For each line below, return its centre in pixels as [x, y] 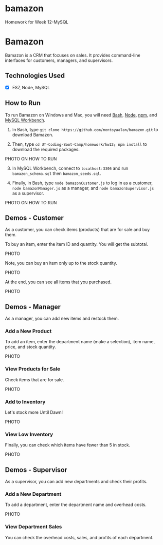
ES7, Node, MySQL [31, 87]
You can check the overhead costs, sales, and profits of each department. [79, 537]
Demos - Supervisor [36, 470]
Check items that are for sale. [35, 380]
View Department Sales [34, 527]
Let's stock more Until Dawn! [34, 412]
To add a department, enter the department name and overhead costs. [76, 505]
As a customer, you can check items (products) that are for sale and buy [77, 230]
